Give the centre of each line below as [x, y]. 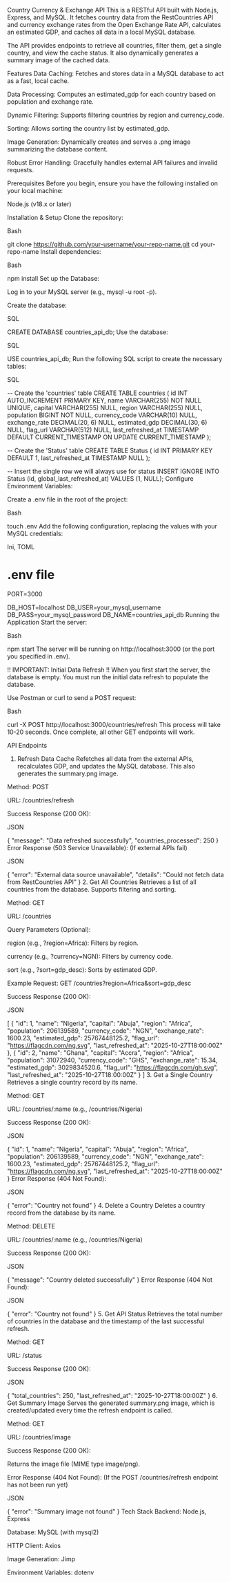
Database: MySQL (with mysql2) [53, 1532]
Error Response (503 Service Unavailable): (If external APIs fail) [97, 847]
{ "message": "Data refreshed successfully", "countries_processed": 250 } [113, 840]
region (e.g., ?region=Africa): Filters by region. [73, 943]
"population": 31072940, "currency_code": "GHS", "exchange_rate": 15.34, [112, 1060]
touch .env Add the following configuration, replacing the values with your [112, 526]
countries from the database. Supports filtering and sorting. [92, 889]
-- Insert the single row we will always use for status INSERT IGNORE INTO [113, 471]
